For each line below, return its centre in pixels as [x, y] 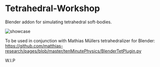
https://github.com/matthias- [34, 46]
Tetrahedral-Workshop [52, 8]
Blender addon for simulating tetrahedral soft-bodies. [59, 22]
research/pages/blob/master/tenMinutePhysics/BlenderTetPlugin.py [73, 51]
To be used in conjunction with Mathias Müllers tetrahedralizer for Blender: [80, 41]
